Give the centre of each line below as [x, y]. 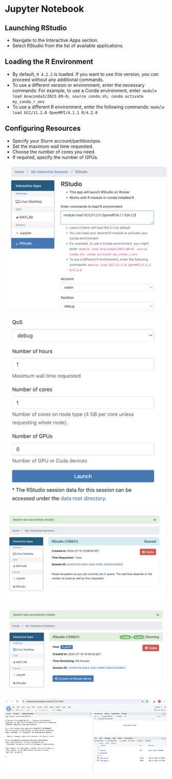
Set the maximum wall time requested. [53, 146]
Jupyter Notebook [44, 9]
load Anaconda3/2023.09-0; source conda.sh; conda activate [78, 96]
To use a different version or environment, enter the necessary [78, 85]
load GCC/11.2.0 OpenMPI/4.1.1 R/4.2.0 [55, 113]
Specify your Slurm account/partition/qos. [57, 141]
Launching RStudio [36, 28]
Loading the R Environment [49, 62]
